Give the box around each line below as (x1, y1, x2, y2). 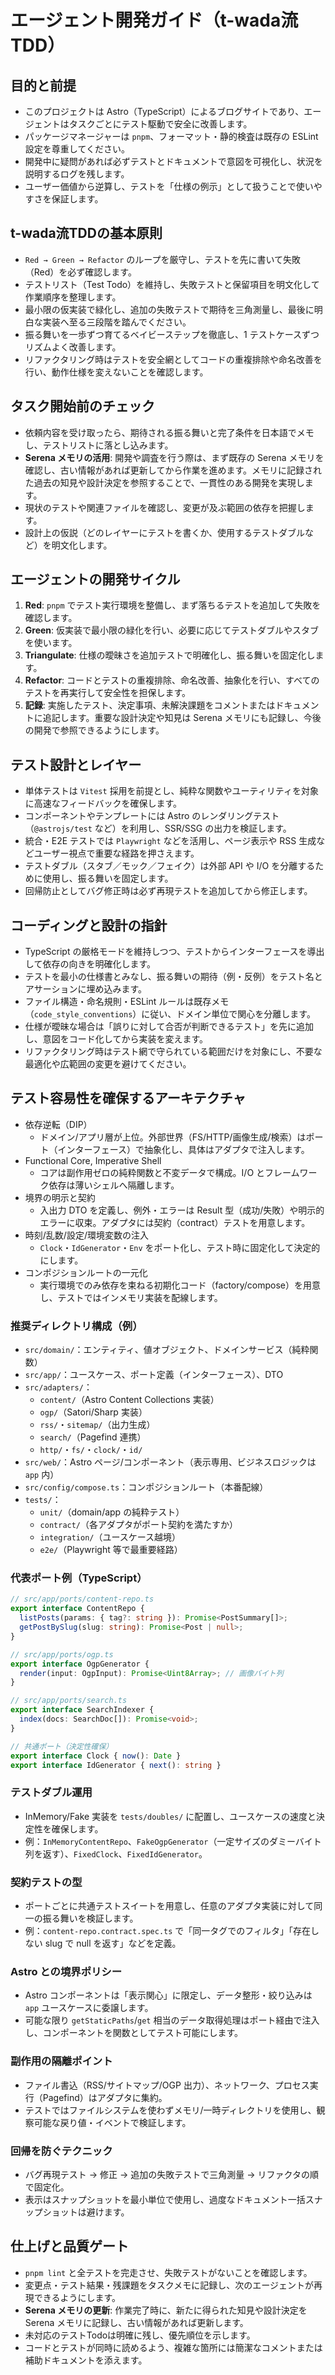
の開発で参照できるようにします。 (24, 724, 165, 736)
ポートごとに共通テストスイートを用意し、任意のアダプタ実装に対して (24, 1900, 315, 1912)
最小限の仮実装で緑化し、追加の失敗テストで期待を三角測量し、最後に (24, 303, 315, 315)
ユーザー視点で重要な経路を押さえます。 (33, 847, 200, 860)
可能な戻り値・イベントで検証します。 (33, 2116, 192, 2128)
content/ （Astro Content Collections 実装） (39, 1394, 220, 1406)
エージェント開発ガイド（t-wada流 (10, 9, 299, 32)
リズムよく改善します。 (24, 341, 122, 353)
